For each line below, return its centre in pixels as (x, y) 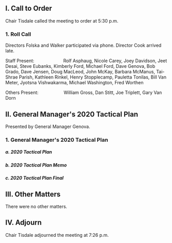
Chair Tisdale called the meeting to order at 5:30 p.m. (62, 21)
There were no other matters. (36, 207)
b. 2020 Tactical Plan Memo (36, 165)
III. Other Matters (33, 194)
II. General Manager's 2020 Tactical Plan (72, 114)
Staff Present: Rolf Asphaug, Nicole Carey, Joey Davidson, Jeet (86, 61)
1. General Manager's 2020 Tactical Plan (57, 140)
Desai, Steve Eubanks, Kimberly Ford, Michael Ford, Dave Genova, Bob (80, 66)
